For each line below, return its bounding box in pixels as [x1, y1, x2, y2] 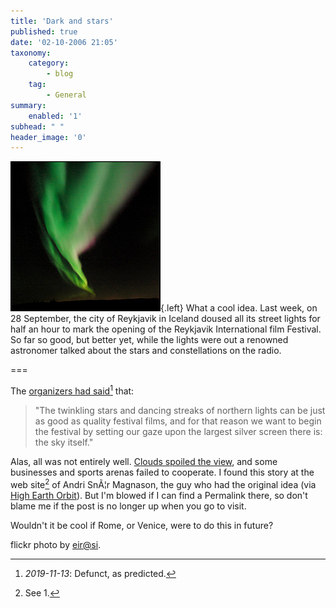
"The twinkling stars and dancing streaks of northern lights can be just [34, 404, 326, 416]
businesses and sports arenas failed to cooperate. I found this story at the [10, 466, 315, 478]
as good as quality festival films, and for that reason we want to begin [34, 415, 322, 427]
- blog [46, 69, 74, 79]
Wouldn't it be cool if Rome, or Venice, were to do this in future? [10, 519, 274, 531]
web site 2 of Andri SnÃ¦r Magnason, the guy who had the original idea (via [10, 476, 317, 490]
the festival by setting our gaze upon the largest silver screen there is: [34, 425, 323, 437]
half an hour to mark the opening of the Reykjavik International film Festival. [10, 323, 322, 335]
